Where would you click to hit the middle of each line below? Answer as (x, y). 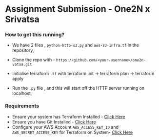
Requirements (22, 106)
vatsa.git (22, 64)
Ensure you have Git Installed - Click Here (54, 122)
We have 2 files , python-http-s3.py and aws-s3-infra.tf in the (75, 45)
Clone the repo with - (33, 60)
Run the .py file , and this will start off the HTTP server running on (78, 88)
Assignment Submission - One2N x (78, 9)
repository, (23, 50)
